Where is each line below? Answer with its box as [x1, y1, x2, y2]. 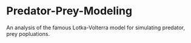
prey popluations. [6, 30, 50, 37]
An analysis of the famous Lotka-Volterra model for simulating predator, [6, 24, 186, 31]
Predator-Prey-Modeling [6, 4, 132, 18]
